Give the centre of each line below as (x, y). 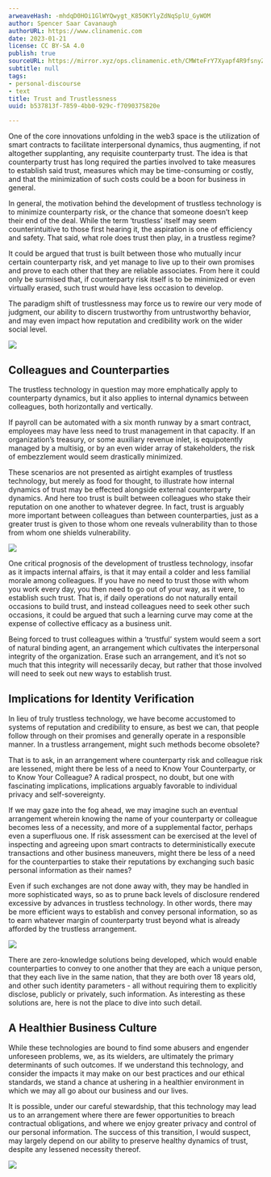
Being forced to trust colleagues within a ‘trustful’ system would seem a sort (135, 639)
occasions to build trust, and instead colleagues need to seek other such (129, 606)
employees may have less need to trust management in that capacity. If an (132, 430)
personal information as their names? (70, 870)
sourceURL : (27, 61)
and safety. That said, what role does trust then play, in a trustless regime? (132, 238)
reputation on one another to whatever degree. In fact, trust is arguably (126, 506)
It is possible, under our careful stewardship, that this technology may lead (132, 1106)
